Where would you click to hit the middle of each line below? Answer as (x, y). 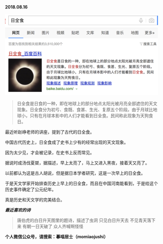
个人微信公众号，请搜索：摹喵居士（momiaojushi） (57, 236)
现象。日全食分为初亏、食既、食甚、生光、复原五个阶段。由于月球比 (85, 109)
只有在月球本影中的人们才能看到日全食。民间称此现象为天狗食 (91, 115)
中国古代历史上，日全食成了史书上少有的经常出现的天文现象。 (67, 142)
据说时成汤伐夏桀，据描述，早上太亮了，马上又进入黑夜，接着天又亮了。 (77, 163)
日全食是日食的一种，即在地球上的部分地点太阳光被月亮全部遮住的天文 (87, 103)
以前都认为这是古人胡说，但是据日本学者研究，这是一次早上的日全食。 (75, 173)
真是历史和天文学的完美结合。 (35, 199)
